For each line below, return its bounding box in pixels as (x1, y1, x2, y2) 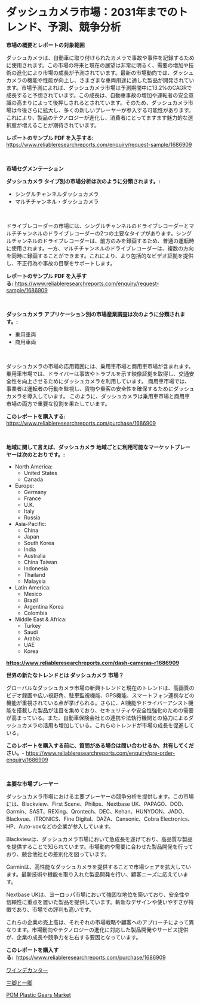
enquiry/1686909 (6, 756, 49, 763)
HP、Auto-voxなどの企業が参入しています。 (6, 822, 115, 830)
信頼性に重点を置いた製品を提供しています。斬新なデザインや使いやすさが (6, 898, 189, 905)
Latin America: (14, 583, 51, 591)
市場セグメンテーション (6, 165, 64, 172)
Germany (23, 488, 47, 495)
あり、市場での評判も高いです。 (16, 906, 94, 913)
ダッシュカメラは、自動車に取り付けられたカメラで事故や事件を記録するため (6, 54, 195, 61)
